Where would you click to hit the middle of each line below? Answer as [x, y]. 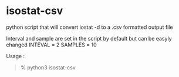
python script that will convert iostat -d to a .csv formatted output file [89, 27]
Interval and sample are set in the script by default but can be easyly [89, 38]
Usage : [16, 56]
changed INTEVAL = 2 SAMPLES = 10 [51, 45]
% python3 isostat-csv [48, 67]
